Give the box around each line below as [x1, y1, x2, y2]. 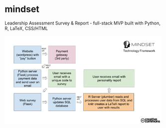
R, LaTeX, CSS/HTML [4, 25, 48, 31]
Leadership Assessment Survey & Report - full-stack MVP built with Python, [4, 20, 161, 26]
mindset [4, 3, 39, 15]
